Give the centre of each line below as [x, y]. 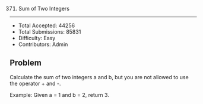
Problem [26, 63]
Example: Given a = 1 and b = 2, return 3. [59, 95]
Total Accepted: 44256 [47, 25]
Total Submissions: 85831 [50, 32]
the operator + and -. [35, 83]
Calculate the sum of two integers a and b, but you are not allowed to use [99, 77]
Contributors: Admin [43, 44]
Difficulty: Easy [37, 38]
